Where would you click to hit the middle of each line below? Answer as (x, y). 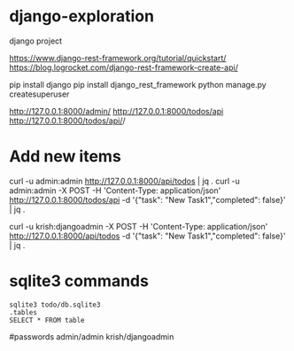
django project (36, 41)
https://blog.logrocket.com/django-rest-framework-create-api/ (124, 67)
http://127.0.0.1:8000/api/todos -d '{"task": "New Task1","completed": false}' (147, 236)
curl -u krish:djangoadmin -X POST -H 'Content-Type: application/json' (139, 226)
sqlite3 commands (79, 281)
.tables (23, 312)
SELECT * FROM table (47, 320)
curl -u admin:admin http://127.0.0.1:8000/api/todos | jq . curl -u (125, 181)
